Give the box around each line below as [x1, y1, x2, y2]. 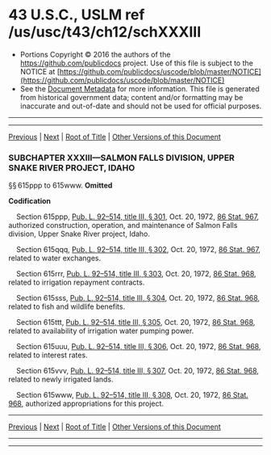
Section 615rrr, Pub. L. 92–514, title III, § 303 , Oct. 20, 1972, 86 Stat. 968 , [15, 269, 256, 279]
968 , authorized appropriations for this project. [8, 398, 164, 409]
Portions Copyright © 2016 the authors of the [19, 49, 171, 59]
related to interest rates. [8, 350, 88, 360]
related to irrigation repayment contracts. [8, 277, 145, 288]
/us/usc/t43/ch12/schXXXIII [8, 23, 202, 41]
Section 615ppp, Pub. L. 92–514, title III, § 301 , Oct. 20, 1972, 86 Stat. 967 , [15, 212, 260, 221]
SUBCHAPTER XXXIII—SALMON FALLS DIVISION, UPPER [8, 152, 236, 163]
